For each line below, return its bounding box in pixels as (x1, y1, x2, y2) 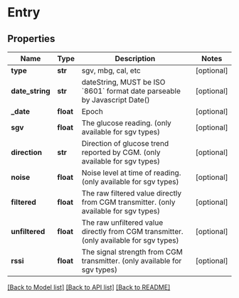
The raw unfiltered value (81, 218, 164, 228)
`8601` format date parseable (81, 86, 181, 96)
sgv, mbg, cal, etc (81, 65, 141, 75)
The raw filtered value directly (81, 188, 182, 198)
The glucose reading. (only (81, 118, 172, 128)
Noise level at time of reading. (81, 168, 181, 178)
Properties (7, 33, 55, 45)
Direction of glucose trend (81, 139, 169, 148)
